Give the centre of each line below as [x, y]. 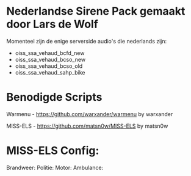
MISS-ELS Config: [53, 151]
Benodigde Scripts [54, 97]
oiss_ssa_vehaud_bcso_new [50, 59]
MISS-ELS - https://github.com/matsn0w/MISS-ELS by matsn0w [87, 126]
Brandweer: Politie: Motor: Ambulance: [55, 167]
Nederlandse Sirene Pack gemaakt [96, 11]
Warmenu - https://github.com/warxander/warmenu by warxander [90, 114]
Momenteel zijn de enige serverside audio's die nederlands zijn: [87, 41]
